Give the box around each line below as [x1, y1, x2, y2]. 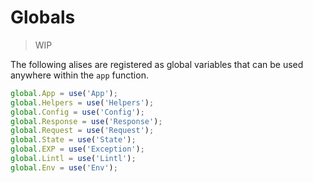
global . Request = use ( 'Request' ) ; [10, 126, 155, 136]
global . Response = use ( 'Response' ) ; [10, 116, 163, 126]
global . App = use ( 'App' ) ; [10, 88, 118, 98]
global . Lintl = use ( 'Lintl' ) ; [10, 154, 137, 164]
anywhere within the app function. [10, 69, 149, 81]
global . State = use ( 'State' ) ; [10, 135, 137, 145]
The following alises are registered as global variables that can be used [10, 58, 304, 70]
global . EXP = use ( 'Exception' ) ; [10, 144, 145, 155]
